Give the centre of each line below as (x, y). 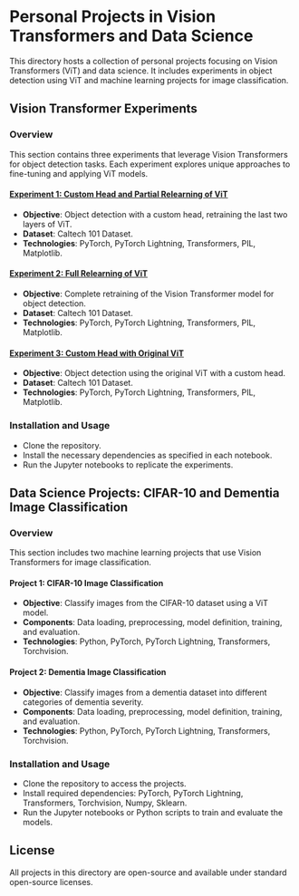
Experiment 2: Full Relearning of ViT (78, 274)
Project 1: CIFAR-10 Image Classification (87, 583)
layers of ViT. (47, 224)
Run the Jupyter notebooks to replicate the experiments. (128, 465)
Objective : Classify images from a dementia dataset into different (145, 692)
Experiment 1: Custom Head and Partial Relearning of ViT (119, 194)
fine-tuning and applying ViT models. (79, 173)
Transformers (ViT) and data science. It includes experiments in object (141, 71)
